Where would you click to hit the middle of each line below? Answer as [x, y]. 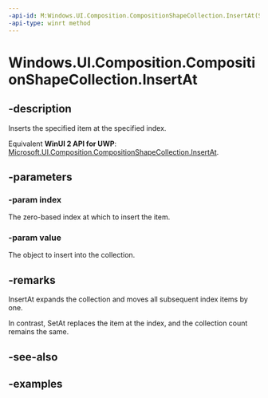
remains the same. [39, 332]
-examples [35, 384]
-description [40, 109]
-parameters [40, 177]
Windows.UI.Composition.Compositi [132, 63]
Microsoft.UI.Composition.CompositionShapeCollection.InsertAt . [114, 152]
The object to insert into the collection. [72, 255]
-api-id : [23, 16]
